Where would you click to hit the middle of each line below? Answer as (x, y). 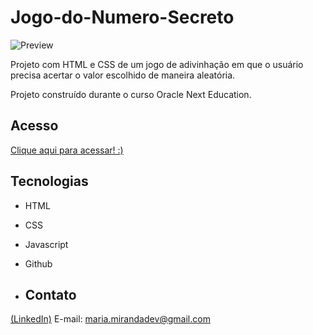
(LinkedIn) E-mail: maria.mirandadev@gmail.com (110, 319)
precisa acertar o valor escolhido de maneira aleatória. (123, 75)
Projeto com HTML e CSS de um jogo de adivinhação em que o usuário (157, 64)
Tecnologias (49, 181)
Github (38, 263)
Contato (50, 294)
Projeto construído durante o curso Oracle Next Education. (131, 94)
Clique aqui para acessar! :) (67, 150)
